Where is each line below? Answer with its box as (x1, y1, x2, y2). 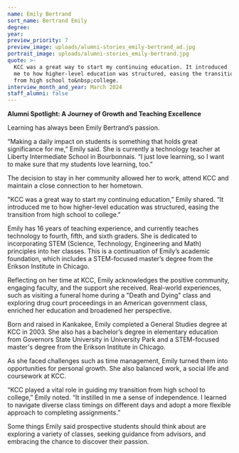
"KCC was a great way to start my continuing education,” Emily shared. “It (7, 195, 224, 204)
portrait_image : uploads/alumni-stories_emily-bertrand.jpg (7, 51, 190, 58)
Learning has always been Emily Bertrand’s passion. (7, 123, 160, 132)
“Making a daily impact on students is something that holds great (7, 137, 198, 146)
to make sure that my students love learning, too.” (7, 160, 153, 168)
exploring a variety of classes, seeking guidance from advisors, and (7, 429, 206, 439)
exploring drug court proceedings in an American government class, (7, 299, 208, 307)
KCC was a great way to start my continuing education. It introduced (14, 63, 228, 71)
